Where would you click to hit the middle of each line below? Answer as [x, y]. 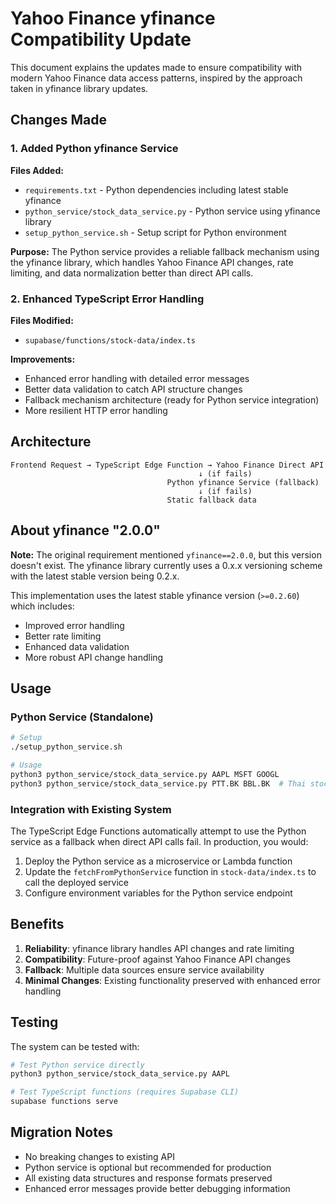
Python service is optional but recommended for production [148, 1167]
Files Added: [37, 170]
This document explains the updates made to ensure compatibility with [156, 67]
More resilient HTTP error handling [96, 410]
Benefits [37, 924]
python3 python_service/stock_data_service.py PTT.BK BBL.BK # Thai [158, 783]
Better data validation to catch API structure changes [133, 389]
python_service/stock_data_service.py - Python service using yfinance [172, 211]
